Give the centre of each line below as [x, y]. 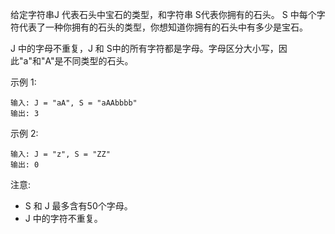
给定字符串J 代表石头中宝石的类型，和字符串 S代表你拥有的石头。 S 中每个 [163, 14]
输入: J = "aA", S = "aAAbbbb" [74, 103]
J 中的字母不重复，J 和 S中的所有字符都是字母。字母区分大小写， [144, 48]
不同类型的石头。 [98, 61]
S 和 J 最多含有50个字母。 [78, 206]
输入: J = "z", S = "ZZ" [60, 154]
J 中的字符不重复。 [63, 218]
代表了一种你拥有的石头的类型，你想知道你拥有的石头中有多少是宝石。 [163, 27]
